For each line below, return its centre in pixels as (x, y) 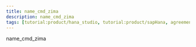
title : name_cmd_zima (32, 11)
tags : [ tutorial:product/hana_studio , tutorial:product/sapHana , (87, 22)
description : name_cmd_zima (40, 17)
